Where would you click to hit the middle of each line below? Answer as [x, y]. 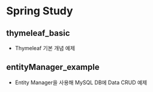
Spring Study [40, 11]
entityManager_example [53, 67]
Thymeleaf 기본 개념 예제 [45, 48]
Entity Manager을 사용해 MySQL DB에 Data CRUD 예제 [81, 82]
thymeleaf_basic [38, 33]
